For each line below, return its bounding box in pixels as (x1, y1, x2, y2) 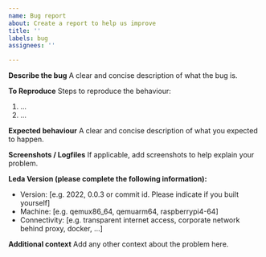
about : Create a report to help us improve (8, 19, 157, 27)
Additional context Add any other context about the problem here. (8, 239, 229, 249)
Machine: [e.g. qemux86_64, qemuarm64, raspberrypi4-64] (19, 206, 219, 217)
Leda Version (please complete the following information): (8, 174, 207, 184)
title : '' (8, 27, 42, 35)
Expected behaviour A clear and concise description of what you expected (8, 126, 259, 136)
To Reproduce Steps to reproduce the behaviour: (8, 86, 171, 96)
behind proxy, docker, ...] (19, 224, 103, 234)
